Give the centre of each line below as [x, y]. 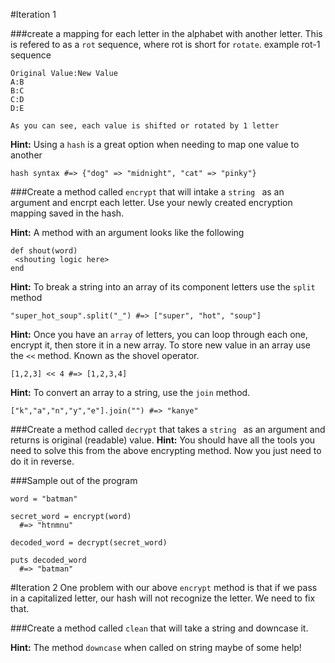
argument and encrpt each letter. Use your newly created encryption [151, 202]
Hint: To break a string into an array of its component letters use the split [163, 287]
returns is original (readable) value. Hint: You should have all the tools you [163, 440]
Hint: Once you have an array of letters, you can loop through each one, [159, 334]
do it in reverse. [42, 461]
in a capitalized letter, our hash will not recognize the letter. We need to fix [163, 598]
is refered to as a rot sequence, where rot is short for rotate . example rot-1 [165, 44]
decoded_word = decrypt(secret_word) [89, 543]
